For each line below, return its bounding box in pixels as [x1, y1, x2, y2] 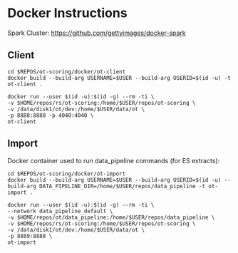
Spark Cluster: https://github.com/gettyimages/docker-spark [7, 29, 187, 37]
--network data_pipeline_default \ [7, 207, 113, 215]
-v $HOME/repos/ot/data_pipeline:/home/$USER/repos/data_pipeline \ [7, 214, 215, 221]
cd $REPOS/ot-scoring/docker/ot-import [7, 170, 126, 177]
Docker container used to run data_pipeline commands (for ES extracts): [7, 156, 220, 165]
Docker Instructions [7, 5, 128, 21]
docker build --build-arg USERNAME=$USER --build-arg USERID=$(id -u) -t [7, 74, 232, 81]
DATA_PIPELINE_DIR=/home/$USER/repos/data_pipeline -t [38, 182, 205, 190]
